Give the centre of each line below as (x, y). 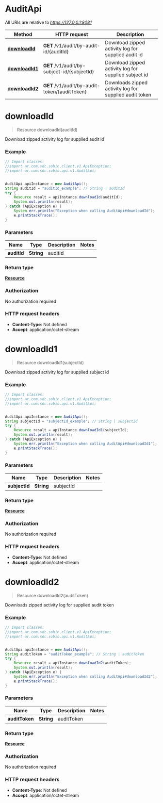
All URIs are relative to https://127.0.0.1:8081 (49, 22)
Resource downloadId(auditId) (47, 130)
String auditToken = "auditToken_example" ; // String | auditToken (75, 654)
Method (23, 34)
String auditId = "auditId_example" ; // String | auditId (65, 188)
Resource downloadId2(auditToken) (53, 595)
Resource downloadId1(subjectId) (50, 362)
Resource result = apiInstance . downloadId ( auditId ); (68, 197)
